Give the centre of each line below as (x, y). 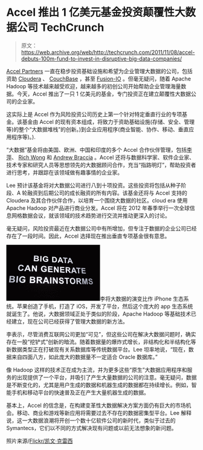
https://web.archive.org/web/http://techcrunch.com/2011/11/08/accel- (108, 52)
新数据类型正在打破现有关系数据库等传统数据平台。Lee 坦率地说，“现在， (98, 349)
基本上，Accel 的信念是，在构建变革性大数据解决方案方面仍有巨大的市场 (96, 405)
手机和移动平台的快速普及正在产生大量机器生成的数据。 (80, 392)
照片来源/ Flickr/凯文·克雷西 (40, 441)
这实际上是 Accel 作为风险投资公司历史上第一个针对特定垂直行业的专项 (94, 114)
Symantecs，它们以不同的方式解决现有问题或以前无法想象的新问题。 (92, 428)
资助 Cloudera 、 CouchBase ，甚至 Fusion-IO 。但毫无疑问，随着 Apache (99, 79)
